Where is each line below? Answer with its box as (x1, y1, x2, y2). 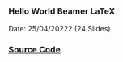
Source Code (8, 44, 61, 56)
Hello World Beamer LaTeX (8, 6, 116, 17)
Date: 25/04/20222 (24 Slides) (8, 24, 111, 34)
